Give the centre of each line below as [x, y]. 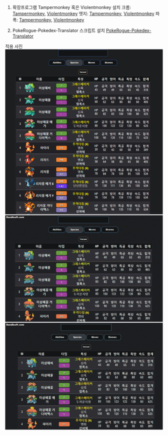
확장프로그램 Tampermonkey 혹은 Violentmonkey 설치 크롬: [72, 7]
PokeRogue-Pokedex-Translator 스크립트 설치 [58, 30]
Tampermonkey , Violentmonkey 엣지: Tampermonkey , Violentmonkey [83, 13]
